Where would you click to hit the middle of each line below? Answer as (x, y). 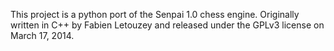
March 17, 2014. (42, 35)
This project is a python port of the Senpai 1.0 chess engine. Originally (155, 14)
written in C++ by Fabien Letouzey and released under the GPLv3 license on (167, 25)
